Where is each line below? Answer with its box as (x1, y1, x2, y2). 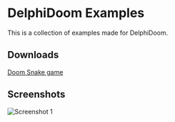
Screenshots (7, 89, 66, 101)
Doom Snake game (7, 67, 64, 76)
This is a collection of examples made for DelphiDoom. (7, 28, 169, 37)
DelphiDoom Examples (7, 5, 145, 21)
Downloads (7, 49, 59, 61)
